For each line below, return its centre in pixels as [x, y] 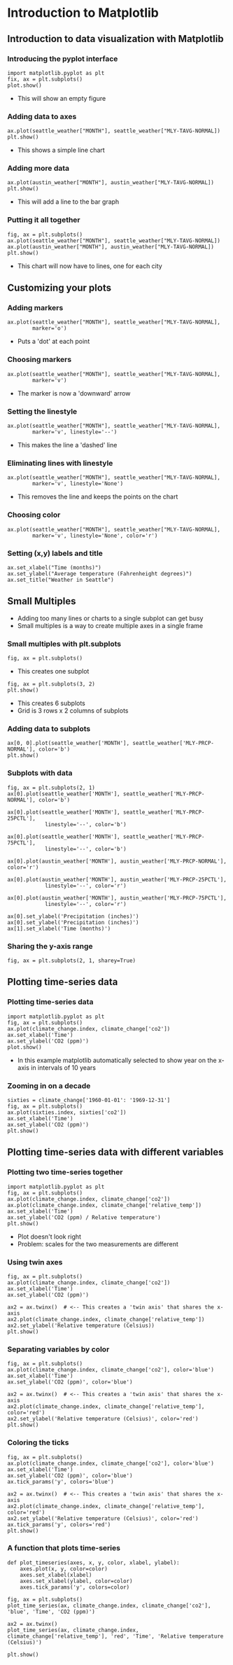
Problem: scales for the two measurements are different [98, 1243]
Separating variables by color [58, 1349]
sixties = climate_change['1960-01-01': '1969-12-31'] [89, 1100]
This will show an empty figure [62, 98]
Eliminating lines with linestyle [60, 463]
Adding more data [38, 168]
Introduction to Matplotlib [83, 13]
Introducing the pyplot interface [63, 59]
